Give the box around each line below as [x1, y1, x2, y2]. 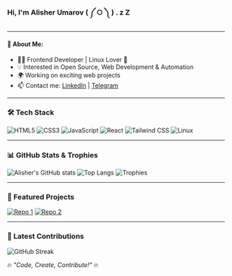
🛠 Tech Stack [7, 108, 55, 117]
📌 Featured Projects [7, 193, 75, 202]
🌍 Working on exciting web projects [17, 70, 121, 79]
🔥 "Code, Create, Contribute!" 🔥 [7, 260, 99, 269]
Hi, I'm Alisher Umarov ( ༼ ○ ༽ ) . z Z [7, 8, 130, 17]
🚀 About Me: [7, 39, 43, 48]
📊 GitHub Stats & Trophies [7, 150, 98, 159]
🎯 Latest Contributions [7, 232, 84, 241]
